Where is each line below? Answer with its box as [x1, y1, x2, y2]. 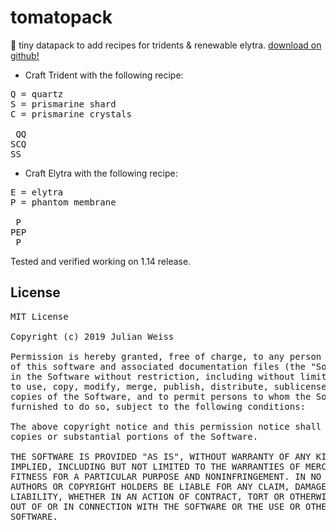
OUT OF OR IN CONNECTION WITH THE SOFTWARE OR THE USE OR [10, 501, 301, 512]
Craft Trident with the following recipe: [24, 69, 184, 81]
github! [10, 49, 40, 61]
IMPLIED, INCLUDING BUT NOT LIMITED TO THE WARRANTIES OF [10, 461, 301, 472]
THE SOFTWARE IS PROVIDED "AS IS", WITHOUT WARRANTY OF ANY [10, 451, 312, 462]
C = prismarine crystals [10, 108, 132, 120]
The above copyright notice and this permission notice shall [10, 421, 322, 432]
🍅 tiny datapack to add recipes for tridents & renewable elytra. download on [10, 39, 322, 51]
